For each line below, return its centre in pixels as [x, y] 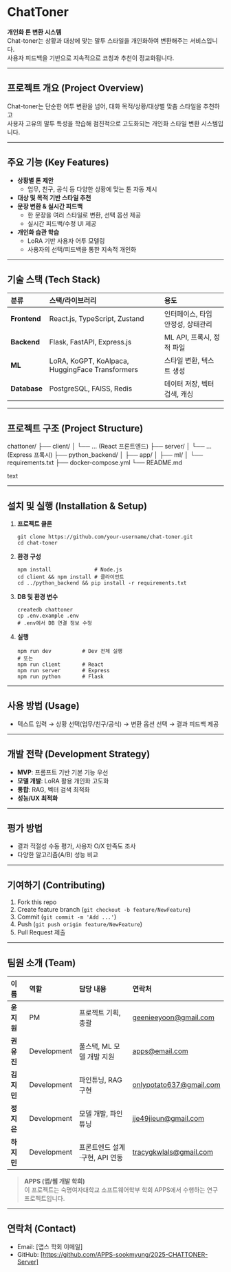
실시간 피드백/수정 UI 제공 [62, 223]
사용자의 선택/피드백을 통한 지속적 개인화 [82, 249]
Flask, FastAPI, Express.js [90, 342]
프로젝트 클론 [35, 524]
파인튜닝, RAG [100, 1080]
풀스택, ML [95, 1046]
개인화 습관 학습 [38, 232]
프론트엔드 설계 [102, 1148]
